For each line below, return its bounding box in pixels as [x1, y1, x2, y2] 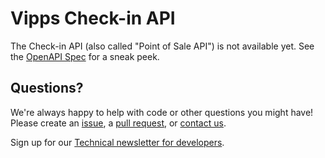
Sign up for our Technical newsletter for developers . [10, 136, 225, 148]
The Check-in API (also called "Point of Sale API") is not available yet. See [10, 40, 315, 52]
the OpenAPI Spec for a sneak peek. [10, 50, 160, 62]
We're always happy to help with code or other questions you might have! [10, 106, 314, 118]
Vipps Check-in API [10, 7, 176, 30]
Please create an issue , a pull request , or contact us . [10, 117, 227, 129]
